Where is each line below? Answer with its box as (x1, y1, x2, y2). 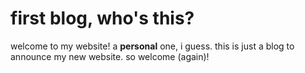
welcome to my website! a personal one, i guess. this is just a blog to (10, 40, 295, 52)
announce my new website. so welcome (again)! (10, 50, 210, 62)
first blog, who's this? (10, 7, 195, 30)
